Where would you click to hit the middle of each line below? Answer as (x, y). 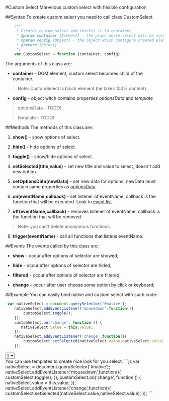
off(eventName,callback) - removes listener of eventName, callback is (86, 212)
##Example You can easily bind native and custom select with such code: (81, 295)
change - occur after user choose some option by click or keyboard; (83, 285)
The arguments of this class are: (38, 64)
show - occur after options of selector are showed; (65, 256)
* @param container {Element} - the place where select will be (85, 35)
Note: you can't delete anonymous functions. (64, 227)
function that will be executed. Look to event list (62, 202)
